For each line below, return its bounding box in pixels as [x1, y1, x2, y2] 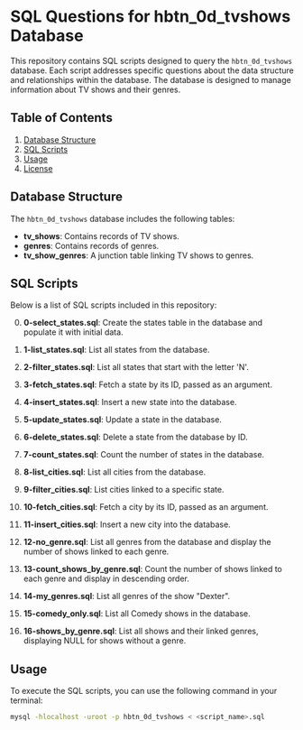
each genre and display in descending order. [23, 573, 190, 584]
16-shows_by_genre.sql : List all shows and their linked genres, [23, 625, 259, 637]
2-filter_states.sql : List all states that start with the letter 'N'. [23, 362, 249, 373]
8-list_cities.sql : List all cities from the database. [23, 467, 207, 477]
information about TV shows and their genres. [10, 84, 181, 95]
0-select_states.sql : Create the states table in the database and [23, 318, 263, 328]
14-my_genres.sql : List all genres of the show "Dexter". [23, 591, 231, 602]
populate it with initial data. [23, 327, 124, 337]
